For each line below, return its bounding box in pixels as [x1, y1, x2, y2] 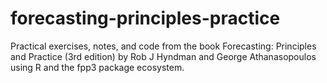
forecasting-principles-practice [10, 7, 281, 30]
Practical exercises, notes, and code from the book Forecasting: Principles [10, 40, 317, 52]
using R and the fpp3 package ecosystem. [10, 61, 185, 73]
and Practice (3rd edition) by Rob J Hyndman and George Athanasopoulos [10, 50, 317, 62]
